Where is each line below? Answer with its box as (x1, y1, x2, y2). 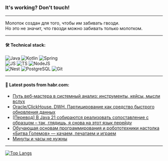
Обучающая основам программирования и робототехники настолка (12, 125, 160, 131)
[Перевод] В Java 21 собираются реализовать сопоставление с (12, 114, 149, 120)
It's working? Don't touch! (5, 4, 70, 11)
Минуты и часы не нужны (12, 135, 67, 141)
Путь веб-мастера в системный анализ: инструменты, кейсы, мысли (12, 93, 160, 99)
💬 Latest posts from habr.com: (5, 82, 69, 88)
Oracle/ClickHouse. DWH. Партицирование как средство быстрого (12, 103, 155, 109)
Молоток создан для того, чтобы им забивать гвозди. (5, 20, 120, 26)
